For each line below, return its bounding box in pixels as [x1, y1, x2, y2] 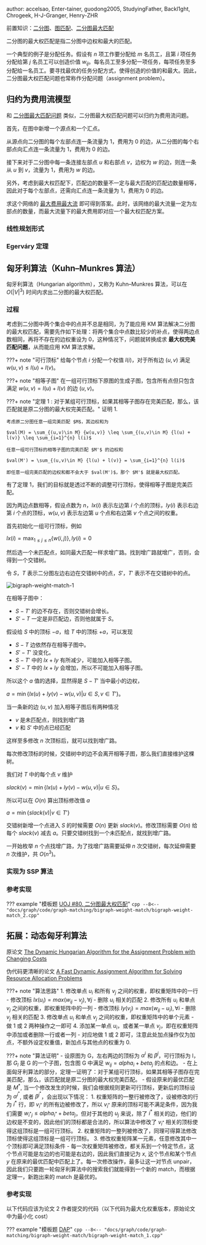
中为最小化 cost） [6, 1212, 51, 1220]
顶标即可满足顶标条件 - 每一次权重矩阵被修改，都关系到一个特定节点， [11, 1143, 189, 1150]
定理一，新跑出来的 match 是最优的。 [6, 1173, 101, 1181]
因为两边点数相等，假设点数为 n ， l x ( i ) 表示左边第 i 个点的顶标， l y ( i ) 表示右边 [6, 502, 199, 509]
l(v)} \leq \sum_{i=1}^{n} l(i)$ [6, 435, 92, 441]
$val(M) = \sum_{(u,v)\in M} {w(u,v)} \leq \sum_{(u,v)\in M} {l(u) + [6, 429, 191, 436]
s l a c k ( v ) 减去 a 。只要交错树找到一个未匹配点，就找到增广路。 [18, 829, 175, 837]
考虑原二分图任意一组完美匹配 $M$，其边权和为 [6, 419, 109, 425]
